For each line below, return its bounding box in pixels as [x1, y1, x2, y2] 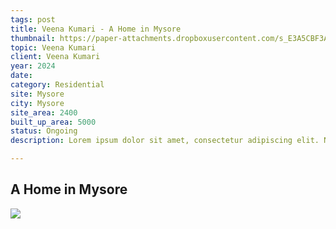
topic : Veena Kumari [10, 42, 97, 53]
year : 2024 [10, 61, 56, 71]
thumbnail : [10, 33, 56, 43]
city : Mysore [10, 98, 65, 108]
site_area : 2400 [10, 107, 78, 118]
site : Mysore [10, 89, 65, 99]
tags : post [10, 14, 56, 25]
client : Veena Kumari [10, 52, 101, 62]
